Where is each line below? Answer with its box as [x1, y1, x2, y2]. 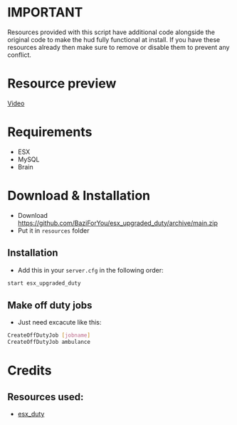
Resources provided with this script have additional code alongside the [7, 28, 216, 36]
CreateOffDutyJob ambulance [7, 339, 91, 346]
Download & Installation [7, 188, 151, 204]
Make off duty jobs [7, 299, 93, 311]
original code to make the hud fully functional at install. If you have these [7, 35, 221, 43]
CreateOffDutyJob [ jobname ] [7, 332, 91, 339]
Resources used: [7, 391, 84, 403]
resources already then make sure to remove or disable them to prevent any [7, 43, 230, 51]
